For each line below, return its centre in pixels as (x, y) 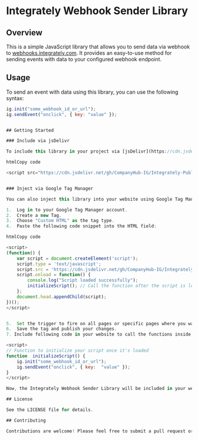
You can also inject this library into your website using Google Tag (95, 199)
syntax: (15, 98)
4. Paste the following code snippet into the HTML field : (82, 226)
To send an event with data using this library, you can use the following (92, 92)
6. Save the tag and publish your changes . (62, 329)
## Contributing (26, 420)
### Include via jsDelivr (38, 141)
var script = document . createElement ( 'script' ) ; (77, 258)
